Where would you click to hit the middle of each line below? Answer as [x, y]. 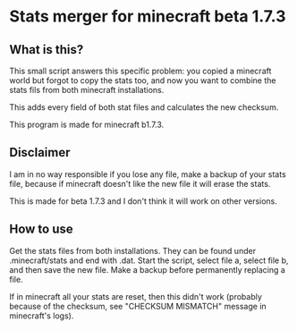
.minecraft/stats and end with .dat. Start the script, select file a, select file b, [149, 260]
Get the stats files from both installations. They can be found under [133, 250]
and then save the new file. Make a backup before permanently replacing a [148, 269]
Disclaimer [40, 152]
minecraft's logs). [42, 316]
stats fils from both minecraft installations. [87, 90]
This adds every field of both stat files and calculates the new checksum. [144, 107]
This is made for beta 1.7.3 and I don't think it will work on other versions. [143, 201]
